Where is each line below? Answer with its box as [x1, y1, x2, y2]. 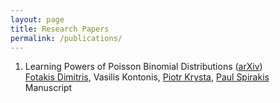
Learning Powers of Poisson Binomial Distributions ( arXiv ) [24, 61, 263, 73]
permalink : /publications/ [10, 33, 123, 43]
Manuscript [24, 82, 73, 94]
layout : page [10, 14, 65, 25]
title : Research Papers [10, 24, 110, 34]
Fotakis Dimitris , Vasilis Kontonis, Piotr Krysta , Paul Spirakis [24, 71, 270, 83]
